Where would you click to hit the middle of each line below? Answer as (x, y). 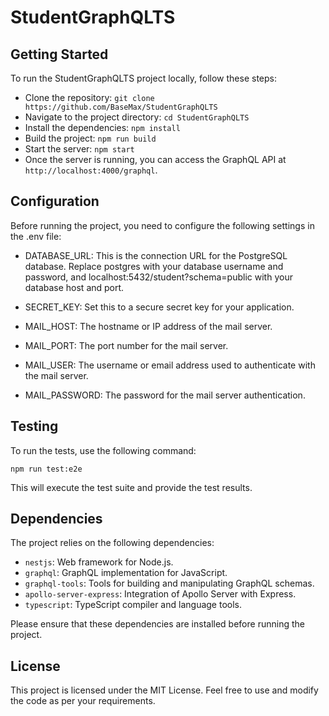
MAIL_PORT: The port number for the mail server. (126, 345)
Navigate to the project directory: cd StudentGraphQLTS (137, 117)
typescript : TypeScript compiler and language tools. (133, 605)
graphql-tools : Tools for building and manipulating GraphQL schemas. (169, 583)
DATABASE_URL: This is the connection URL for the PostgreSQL (156, 255)
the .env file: (36, 236)
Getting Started (59, 54)
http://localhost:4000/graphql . (91, 170)
